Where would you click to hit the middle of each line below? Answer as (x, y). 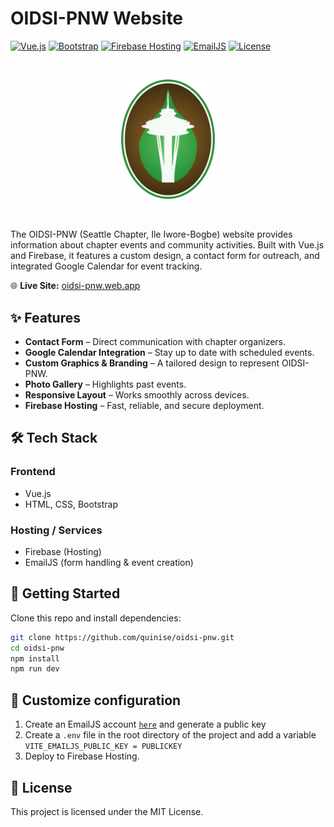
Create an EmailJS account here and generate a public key (145, 724)
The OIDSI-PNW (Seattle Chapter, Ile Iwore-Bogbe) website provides (151, 234)
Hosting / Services (56, 530)
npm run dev (35, 669)
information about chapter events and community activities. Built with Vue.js (167, 245)
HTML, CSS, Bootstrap (71, 504)
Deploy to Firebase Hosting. (82, 756)
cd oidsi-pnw (37, 648)
